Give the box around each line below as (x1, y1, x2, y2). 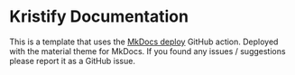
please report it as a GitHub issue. (9, 55, 135, 66)
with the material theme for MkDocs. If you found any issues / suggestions (9, 45, 286, 56)
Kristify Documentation (9, 6, 189, 27)
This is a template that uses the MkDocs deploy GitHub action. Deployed (9, 36, 279, 47)
